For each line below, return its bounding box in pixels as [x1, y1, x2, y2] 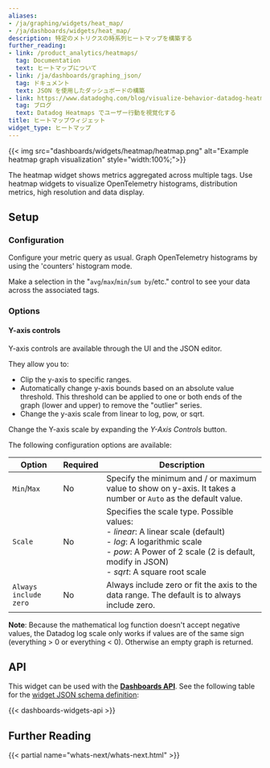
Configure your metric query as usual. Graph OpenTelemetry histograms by [8, 253, 258, 262]
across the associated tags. [8, 285, 100, 295]
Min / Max [12, 483, 40, 494]
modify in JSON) [105, 556, 170, 567]
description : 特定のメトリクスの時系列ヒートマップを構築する [8, 34, 193, 43]
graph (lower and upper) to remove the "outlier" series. [19, 400, 202, 410]
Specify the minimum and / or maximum [105, 472, 257, 483]
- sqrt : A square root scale [105, 566, 207, 577]
